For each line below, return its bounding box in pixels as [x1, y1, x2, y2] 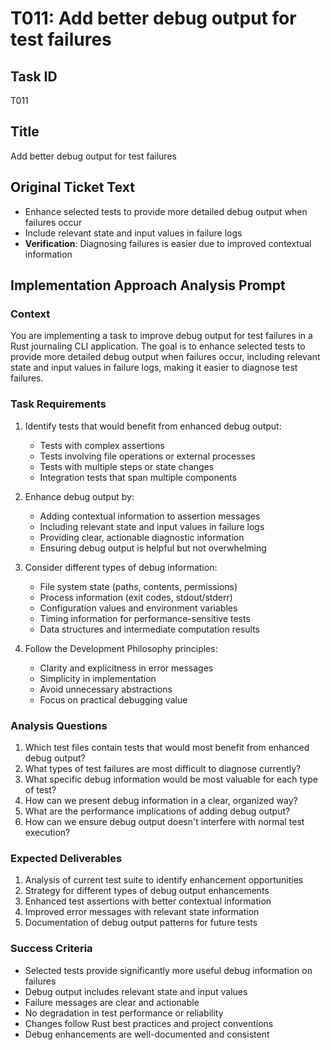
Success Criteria [10, 942, 93, 956]
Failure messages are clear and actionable [24, 996, 200, 1008]
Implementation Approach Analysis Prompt [10, 277, 286, 294]
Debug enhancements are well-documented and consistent [24, 1028, 270, 1040]
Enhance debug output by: [24, 490, 135, 502]
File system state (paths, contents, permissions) [39, 580, 238, 592]
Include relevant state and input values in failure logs [24, 227, 243, 239]
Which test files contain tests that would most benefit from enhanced [24, 741, 310, 753]
